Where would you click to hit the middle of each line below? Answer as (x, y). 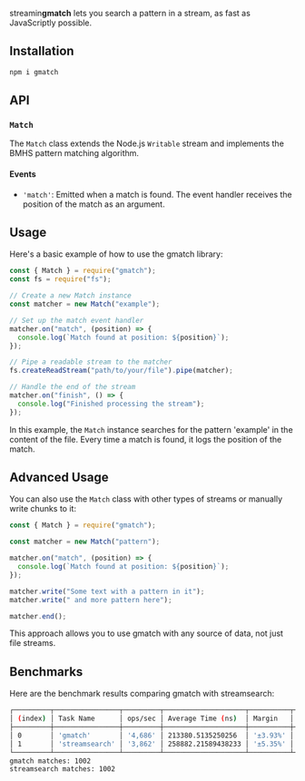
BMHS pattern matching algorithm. (74, 153)
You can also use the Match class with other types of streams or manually (146, 499)
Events (23, 174)
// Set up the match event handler (77, 320)
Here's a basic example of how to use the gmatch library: (116, 254)
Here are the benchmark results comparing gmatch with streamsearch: (142, 694)
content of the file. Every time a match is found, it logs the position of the (146, 439)
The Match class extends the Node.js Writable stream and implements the (147, 143)
